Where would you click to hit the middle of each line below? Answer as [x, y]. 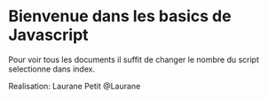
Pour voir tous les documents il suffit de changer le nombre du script [134, 59]
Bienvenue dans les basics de [120, 16]
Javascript [49, 35]
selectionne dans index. [51, 69]
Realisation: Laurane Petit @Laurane [75, 86]
